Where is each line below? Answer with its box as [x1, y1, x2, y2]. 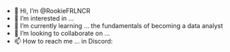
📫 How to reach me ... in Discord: [13, 37, 113, 45]
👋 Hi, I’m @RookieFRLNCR [13, 7, 91, 15]
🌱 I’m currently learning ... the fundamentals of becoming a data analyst [13, 22, 223, 30]
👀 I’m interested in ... [13, 14, 74, 22]
